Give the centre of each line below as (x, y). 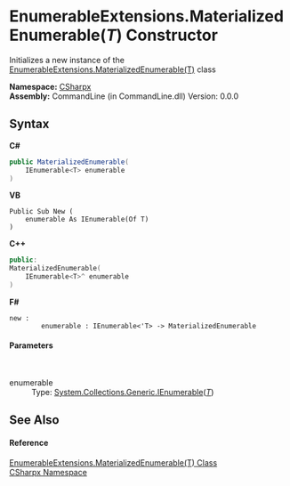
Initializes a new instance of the (67, 60)
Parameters (31, 345)
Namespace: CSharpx (50, 86)
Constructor (172, 35)
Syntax (29, 124)
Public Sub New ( (41, 212)
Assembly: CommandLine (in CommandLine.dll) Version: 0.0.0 (124, 96)
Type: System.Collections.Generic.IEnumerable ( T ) (123, 393)
